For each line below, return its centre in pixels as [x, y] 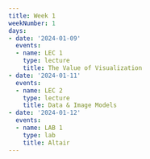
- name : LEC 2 [39, 90]
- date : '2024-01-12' [45, 113]
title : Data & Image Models [70, 105]
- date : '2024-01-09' [45, 38]
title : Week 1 [32, 16]
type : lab [40, 135]
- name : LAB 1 [39, 128]
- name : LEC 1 [39, 53]
